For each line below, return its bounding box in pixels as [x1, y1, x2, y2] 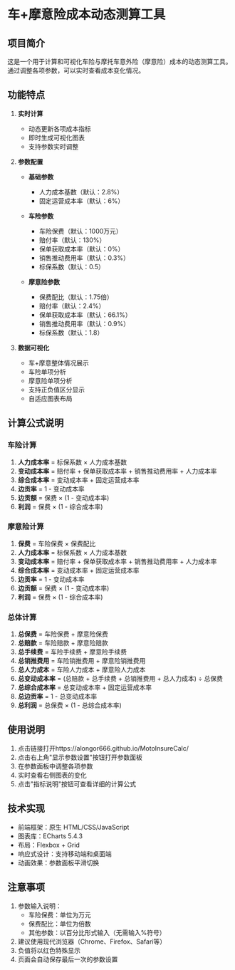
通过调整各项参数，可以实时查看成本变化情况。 [7, 66, 145, 75]
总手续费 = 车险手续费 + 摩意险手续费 [17, 647, 127, 656]
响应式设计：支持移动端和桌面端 [17, 849, 112, 858]
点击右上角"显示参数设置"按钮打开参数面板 [17, 753, 142, 761]
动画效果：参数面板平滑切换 [17, 858, 100, 867]
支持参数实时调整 [28, 142, 79, 150]
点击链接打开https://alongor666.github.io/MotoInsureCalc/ [17, 744, 189, 752]
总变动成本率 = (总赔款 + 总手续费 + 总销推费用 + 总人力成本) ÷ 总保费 [17, 674, 223, 683]
